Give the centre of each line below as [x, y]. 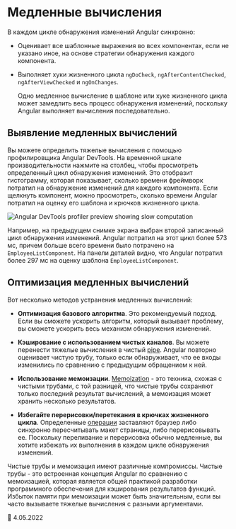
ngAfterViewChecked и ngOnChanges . [68, 81]
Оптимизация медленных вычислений [98, 283]
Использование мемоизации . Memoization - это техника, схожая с [120, 378]
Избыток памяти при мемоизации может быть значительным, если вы [114, 496]
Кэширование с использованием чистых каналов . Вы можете [113, 342]
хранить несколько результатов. [67, 401]
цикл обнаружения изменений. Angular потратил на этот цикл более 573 [117, 237]
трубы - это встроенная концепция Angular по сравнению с [98, 473]
